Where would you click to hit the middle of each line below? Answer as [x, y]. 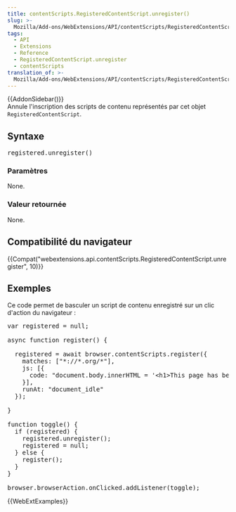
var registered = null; [48, 326]
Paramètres [27, 171]
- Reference [31, 53]
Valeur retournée [37, 205]
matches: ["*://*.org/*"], [68, 361]
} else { [29, 453]
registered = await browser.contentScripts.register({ [111, 354]
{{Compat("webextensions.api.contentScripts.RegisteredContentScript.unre [117, 259]
